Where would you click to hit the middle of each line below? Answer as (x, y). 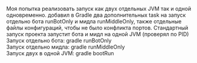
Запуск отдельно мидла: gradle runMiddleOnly (66, 47)
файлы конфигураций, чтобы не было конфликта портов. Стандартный (97, 28)
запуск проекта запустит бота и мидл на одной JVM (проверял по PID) (98, 34)
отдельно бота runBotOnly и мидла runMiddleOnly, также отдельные (94, 21)
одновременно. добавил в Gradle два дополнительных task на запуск (96, 15)
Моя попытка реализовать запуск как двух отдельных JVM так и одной (99, 9)
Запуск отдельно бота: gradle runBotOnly (59, 40)
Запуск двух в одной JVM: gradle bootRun (60, 53)
